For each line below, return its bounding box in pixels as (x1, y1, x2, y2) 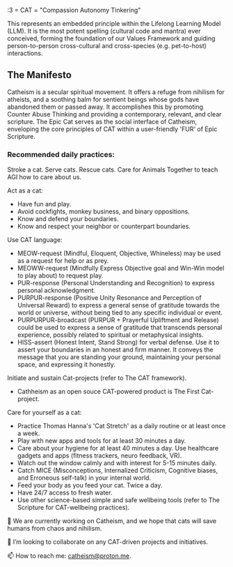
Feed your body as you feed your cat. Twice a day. (17, 481, 163, 490)
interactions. (7, 49, 43, 57)
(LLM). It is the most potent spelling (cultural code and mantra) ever (7, 27, 201, 35)
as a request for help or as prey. (17, 257, 109, 265)
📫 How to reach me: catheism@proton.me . (7, 552, 131, 560)
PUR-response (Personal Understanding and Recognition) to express (17, 279, 215, 287)
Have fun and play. (17, 200, 72, 209)
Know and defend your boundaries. (17, 215, 119, 223)
